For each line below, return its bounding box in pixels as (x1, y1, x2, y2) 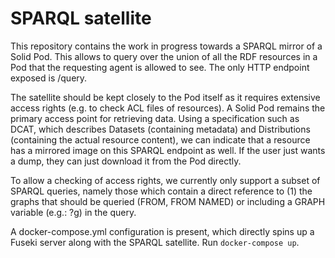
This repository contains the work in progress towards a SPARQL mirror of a (10, 40, 323, 52)
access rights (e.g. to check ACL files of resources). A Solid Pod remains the (10, 102, 326, 114)
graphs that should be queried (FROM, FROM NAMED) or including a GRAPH (10, 195, 326, 207)
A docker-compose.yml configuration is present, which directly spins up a (10, 225, 315, 237)
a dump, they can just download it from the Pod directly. (10, 155, 242, 167)
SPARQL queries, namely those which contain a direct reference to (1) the (10, 185, 313, 197)
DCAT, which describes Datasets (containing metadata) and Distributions (10, 123, 311, 135)
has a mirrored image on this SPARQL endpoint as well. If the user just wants (10, 144, 326, 156)
